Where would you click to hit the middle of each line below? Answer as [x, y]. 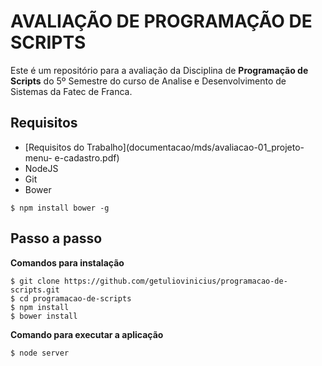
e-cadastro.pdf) [87, 157]
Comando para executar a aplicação [87, 334]
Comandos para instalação [67, 262]
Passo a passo [56, 238]
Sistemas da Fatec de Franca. [71, 91]
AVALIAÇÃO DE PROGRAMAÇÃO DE [161, 21]
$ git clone [35, 281]
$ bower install [44, 316]
